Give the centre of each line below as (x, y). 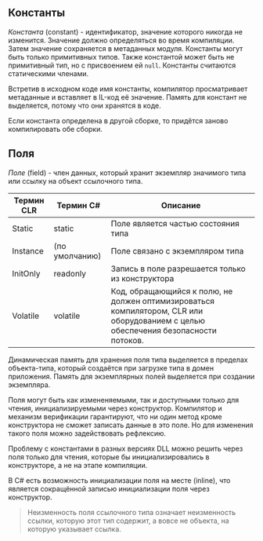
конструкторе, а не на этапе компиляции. (78, 465)
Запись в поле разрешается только (178, 269)
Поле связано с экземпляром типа (177, 250)
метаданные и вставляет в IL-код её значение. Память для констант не (128, 97)
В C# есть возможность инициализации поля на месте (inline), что (119, 480)
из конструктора (142, 278)
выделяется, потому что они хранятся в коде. (85, 105)
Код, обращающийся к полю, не (172, 291)
